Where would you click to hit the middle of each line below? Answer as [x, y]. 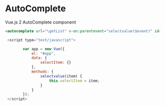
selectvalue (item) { [61, 76]
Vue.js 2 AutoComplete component [41, 22]
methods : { [42, 72]
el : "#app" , [43, 53]
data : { [39, 58]
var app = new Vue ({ [44, 49]
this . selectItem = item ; [74, 81]
